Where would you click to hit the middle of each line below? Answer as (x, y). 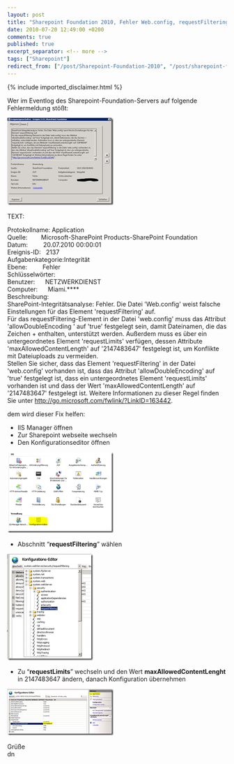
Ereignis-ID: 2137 (33, 252)
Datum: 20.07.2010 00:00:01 (54, 244)
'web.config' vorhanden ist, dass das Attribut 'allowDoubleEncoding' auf (111, 371)
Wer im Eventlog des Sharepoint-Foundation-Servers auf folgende (102, 101)
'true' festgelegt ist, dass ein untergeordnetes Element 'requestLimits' (107, 378)
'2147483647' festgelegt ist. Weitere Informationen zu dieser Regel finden (113, 393)
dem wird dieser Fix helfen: (46, 414)
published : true (31, 44)
